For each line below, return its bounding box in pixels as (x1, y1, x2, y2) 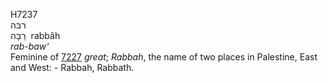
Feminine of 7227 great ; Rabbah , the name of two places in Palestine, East (10, 51, 318, 63)
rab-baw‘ (10, 40, 50, 52)
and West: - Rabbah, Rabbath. (10, 62, 135, 73)
